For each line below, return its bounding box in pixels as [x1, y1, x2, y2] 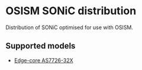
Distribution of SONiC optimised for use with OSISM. [5, 24, 134, 31]
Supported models [5, 41, 76, 51]
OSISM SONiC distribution [5, 4, 137, 18]
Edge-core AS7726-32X [14, 56, 73, 63]
